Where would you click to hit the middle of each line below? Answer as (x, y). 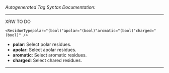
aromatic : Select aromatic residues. (50, 55)
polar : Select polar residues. (42, 44)
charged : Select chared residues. (47, 60)
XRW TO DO (18, 21)
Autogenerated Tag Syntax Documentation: (50, 7)
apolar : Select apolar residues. (44, 50)
